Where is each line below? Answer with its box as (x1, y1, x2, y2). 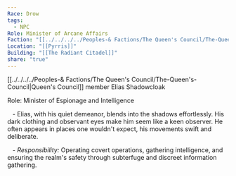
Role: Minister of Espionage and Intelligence (7, 96, 135, 104)
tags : (7, 17, 23, 24)
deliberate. (7, 132, 39, 140)
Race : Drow (7, 10, 39, 18)
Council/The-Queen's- (131, 75, 197, 83)
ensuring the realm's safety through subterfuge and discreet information (7, 153, 217, 161)
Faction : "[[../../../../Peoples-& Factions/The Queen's (7, 36, 178, 43)
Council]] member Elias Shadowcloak (57, 82, 166, 91)
